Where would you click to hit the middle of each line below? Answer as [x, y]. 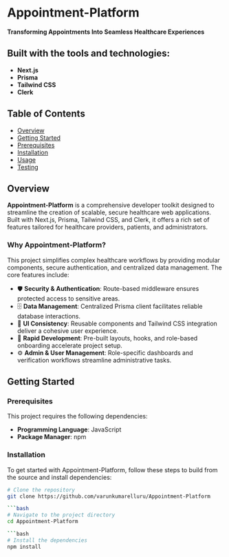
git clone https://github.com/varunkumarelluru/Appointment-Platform [109, 496]
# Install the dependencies [47, 540]
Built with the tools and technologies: [89, 53]
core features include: [38, 274]
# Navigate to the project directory [61, 515]
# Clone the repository [41, 490]
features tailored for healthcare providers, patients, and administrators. [108, 227]
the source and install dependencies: [59, 477]
